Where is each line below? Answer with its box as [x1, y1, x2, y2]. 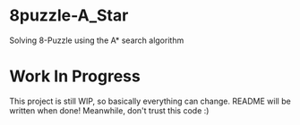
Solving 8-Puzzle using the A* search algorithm [9, 35, 184, 46]
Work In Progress [9, 66, 141, 87]
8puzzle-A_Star [9, 5, 129, 26]
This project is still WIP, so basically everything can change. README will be [9, 96, 291, 106]
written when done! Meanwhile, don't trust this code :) [9, 104, 210, 116]
